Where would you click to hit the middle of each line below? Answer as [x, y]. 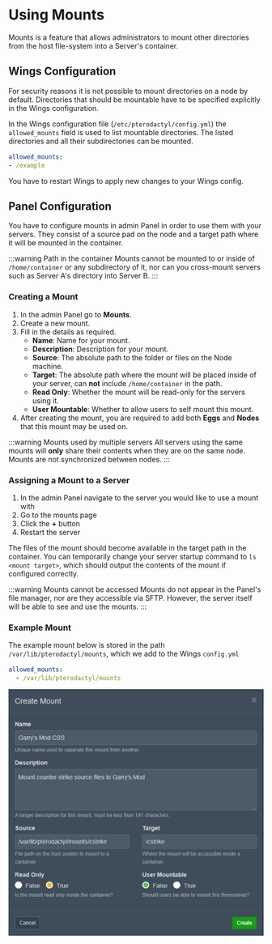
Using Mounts [57, 15]
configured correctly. [44, 573]
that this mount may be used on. [74, 426]
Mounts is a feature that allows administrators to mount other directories [129, 37]
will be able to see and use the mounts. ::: [78, 606]
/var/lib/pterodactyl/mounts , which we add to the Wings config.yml [124, 654]
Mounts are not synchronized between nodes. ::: [89, 459]
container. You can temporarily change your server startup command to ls [132, 556]
